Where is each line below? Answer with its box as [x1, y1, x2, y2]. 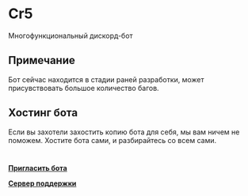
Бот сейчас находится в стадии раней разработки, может [8, 74, 204, 84]
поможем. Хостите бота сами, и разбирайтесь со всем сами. [8, 135, 216, 145]
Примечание [8, 54, 75, 67]
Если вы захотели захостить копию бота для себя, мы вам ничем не [8, 127, 240, 137]
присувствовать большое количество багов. [8, 83, 160, 92]
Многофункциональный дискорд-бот [8, 31, 133, 40]
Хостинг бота [8, 106, 78, 119]
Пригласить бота [8, 163, 67, 172]
